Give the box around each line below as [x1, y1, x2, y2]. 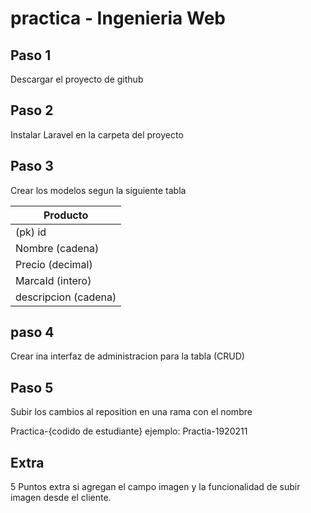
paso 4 [10, 324, 55, 341]
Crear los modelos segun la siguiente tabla [10, 184, 187, 196]
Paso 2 [10, 102, 54, 119]
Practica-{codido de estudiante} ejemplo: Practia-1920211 [10, 425, 248, 437]
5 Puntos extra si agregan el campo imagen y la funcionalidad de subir [10, 481, 301, 493]
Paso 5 [10, 379, 54, 396]
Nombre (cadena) [15, 241, 100, 255]
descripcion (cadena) [15, 290, 117, 304]
